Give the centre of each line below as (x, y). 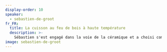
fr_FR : (12, 24)
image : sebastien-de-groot (33, 42)
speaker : (14, 14)
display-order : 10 (24, 10)
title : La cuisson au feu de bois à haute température (68, 28)
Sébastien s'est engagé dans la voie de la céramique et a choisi (84, 38)
